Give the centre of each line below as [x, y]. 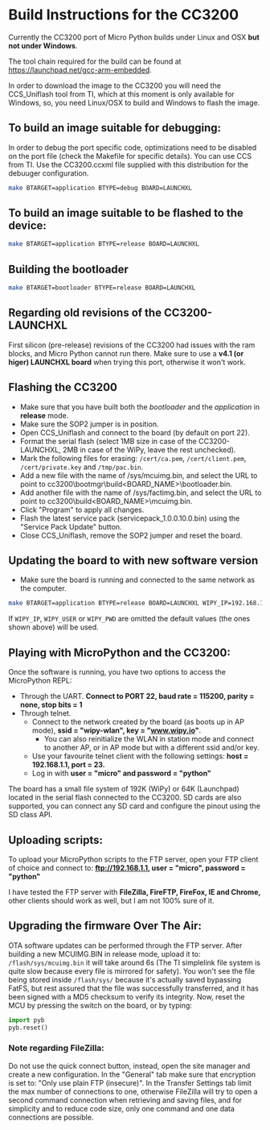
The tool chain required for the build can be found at [95, 61]
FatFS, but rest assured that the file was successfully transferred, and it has [133, 988]
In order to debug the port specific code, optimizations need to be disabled [133, 147]
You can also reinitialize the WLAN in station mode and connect [149, 739]
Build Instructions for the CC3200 [124, 15]
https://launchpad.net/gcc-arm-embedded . [80, 69]
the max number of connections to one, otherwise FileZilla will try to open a [133, 1091]
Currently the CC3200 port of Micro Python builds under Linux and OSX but [134, 37]
